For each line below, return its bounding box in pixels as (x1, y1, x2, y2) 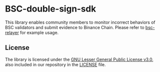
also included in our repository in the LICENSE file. (5, 61, 106, 67)
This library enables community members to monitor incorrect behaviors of (5, 19, 156, 25)
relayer (5, 29, 19, 35)
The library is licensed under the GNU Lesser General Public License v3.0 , (5, 57, 154, 62)
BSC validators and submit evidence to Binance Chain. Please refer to (5, 24, 144, 30)
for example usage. (20, 29, 59, 35)
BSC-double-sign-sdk (5, 3, 96, 14)
